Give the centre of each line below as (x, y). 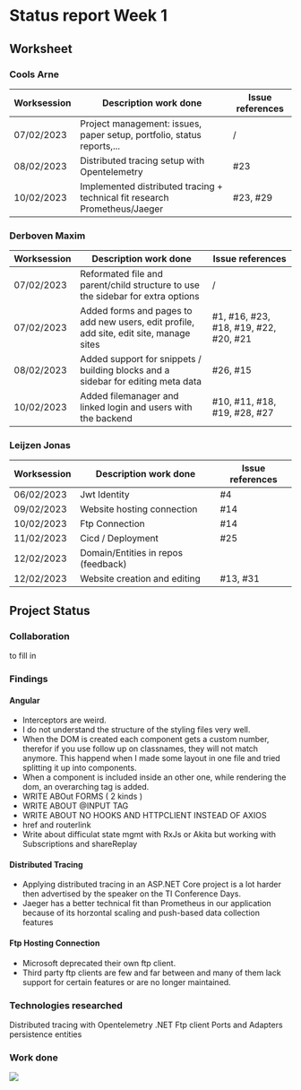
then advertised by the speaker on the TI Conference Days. (132, 894)
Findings (29, 679)
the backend (106, 419)
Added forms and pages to (136, 311)
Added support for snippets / (141, 359)
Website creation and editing (141, 579)
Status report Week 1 (88, 16)
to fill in (23, 656)
